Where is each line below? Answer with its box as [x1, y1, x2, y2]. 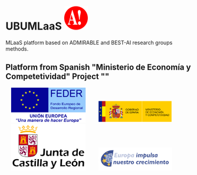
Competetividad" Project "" [5, 71, 110, 82]
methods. [5, 45, 29, 52]
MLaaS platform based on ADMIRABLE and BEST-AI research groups [5, 39, 173, 46]
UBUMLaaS [5, 19, 63, 33]
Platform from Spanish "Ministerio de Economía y [5, 62, 191, 72]
